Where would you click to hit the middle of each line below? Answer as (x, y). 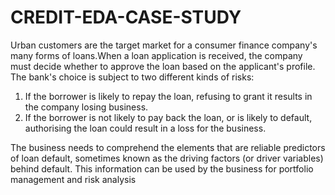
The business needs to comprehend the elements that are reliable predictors (168, 147)
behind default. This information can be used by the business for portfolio (162, 168)
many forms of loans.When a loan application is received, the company (156, 55)
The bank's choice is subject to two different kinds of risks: (132, 77)
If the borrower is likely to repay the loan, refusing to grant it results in (168, 96)
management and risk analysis (73, 179)
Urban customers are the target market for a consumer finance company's (164, 45)
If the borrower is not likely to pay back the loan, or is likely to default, (168, 117)
